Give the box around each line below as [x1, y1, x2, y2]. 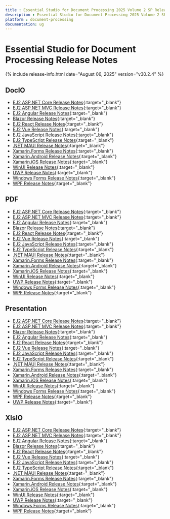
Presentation [5, 304, 47, 313]
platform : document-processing [5, 17, 73, 22]
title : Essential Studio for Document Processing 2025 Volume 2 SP [5, 7, 153, 13]
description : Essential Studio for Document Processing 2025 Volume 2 [5, 12, 159, 17]
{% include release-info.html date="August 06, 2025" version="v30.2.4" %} [5, 71, 164, 77]
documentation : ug [5, 21, 44, 27]
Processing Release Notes [5, 54, 118, 66]
